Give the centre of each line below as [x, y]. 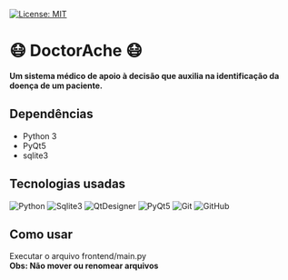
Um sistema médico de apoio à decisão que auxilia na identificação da [144, 75]
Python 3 [40, 135]
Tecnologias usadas [67, 184]
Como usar [41, 234]
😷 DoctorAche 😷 [76, 51]
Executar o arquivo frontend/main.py [78, 256]
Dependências [51, 114]
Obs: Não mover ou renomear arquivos [84, 266]
